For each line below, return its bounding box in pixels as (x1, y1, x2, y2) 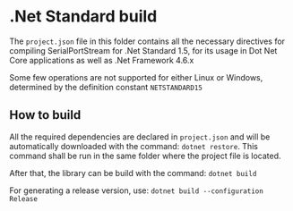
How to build (9, 107, 82, 122)
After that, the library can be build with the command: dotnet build (9, 167, 257, 178)
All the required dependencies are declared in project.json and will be (9, 131, 271, 142)
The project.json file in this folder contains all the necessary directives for (9, 36, 285, 46)
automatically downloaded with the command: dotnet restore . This (9, 140, 258, 151)
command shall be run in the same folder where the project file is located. (9, 150, 281, 161)
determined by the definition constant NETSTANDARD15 (9, 81, 203, 92)
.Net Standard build (9, 6, 158, 27)
